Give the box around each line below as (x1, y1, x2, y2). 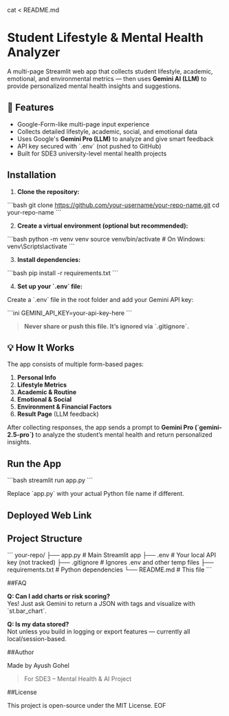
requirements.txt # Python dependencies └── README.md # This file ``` (7, 565, 212, 574)
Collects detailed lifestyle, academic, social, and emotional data (17, 127, 198, 135)
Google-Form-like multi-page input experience (17, 120, 150, 128)
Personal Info (17, 373, 56, 382)
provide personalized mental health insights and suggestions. (7, 82, 182, 90)
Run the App (7, 457, 62, 470)
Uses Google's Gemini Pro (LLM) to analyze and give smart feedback (17, 134, 215, 143)
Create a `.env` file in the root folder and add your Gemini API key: (7, 295, 194, 303)
